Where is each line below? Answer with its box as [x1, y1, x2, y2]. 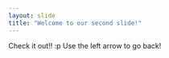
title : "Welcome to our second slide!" [8, 19, 142, 27]
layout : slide [8, 11, 56, 20]
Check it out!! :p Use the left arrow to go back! [8, 41, 162, 50]
